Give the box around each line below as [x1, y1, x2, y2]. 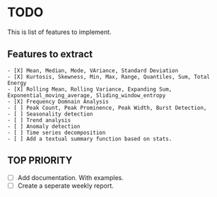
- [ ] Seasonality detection [7, 111, 93, 118]
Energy [7, 79, 27, 86]
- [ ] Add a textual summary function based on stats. [7, 135, 172, 142]
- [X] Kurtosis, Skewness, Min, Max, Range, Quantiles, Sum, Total [7, 73, 211, 80]
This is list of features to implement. [7, 28, 112, 36]
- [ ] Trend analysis [7, 116, 71, 124]
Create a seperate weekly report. [17, 181, 115, 190]
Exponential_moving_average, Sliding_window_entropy [7, 91, 166, 99]
